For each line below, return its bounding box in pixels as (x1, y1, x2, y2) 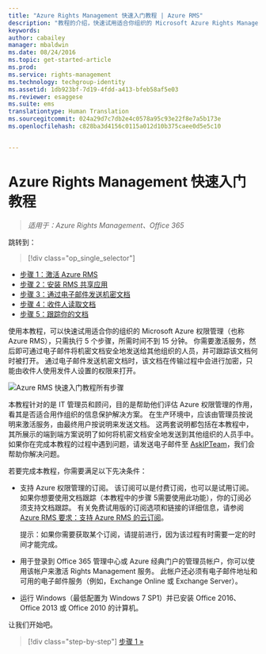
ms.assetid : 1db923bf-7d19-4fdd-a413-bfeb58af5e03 (8, 85, 179, 94)
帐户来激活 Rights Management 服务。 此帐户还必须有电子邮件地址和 (33, 566, 258, 575)
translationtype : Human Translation (8, 108, 129, 116)
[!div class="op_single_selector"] (27, 253, 136, 263)
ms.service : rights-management (8, 71, 112, 79)
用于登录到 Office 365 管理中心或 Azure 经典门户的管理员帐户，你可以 (19, 556, 249, 566)
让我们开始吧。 (8, 620, 57, 629)
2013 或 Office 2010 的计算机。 (41, 602, 143, 612)
